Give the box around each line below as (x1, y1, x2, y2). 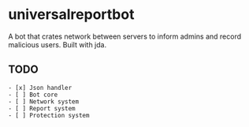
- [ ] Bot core (8, 91, 58, 99)
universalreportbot (8, 6, 135, 24)
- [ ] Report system (8, 104, 76, 112)
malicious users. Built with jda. (8, 39, 107, 49)
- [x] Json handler (8, 84, 72, 92)
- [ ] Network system (8, 97, 80, 106)
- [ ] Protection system (8, 111, 90, 119)
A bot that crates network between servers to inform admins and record (8, 32, 242, 41)
